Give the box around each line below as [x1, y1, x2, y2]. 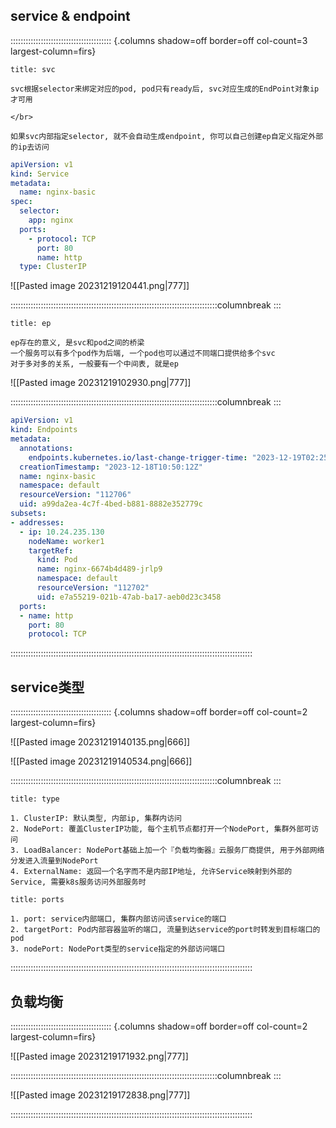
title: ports [10, 895, 65, 905]
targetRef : [28, 545, 74, 556]
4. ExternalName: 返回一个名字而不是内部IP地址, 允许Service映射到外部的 [10, 867, 293, 877]
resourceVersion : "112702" [36, 583, 150, 593]
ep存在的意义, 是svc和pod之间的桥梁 [10, 338, 145, 348]
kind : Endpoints [10, 425, 78, 435]
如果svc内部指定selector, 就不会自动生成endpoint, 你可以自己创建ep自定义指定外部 [10, 131, 324, 141]
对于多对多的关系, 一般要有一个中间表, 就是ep [10, 359, 179, 369]
